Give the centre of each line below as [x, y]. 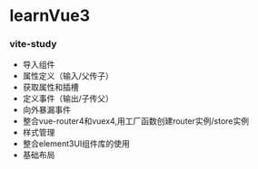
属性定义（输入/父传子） [68, 76]
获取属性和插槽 [50, 88]
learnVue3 [50, 16]
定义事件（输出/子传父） [68, 99]
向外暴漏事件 [46, 110]
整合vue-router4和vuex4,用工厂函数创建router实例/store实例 [136, 121]
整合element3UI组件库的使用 [76, 144]
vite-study [33, 44]
